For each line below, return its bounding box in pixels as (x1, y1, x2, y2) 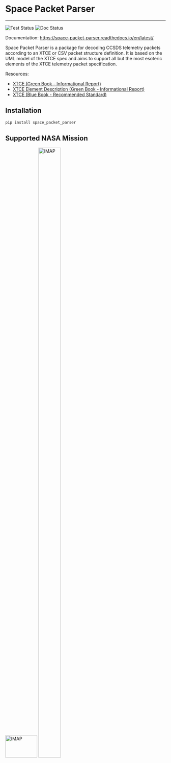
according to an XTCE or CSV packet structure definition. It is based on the (5, 50, 162, 56)
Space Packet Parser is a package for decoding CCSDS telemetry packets (5, 44, 161, 51)
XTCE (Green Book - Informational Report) (12, 80, 101, 87)
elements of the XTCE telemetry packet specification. (5, 61, 117, 67)
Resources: (5, 70, 29, 77)
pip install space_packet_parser (5, 120, 76, 125)
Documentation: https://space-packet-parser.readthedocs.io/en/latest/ (5, 34, 154, 41)
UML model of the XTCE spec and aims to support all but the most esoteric (5, 55, 162, 61)
